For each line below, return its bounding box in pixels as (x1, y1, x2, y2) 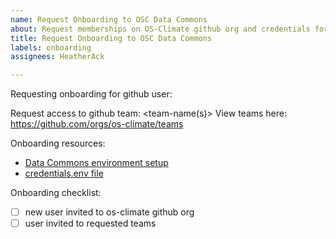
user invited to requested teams (24, 217, 157, 230)
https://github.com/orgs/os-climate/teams (10, 118, 184, 130)
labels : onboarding (10, 42, 92, 53)
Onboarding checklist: (10, 187, 102, 199)
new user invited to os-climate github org (24, 206, 195, 218)
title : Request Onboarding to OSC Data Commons (10, 33, 213, 43)
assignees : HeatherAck (10, 52, 105, 62)
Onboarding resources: (10, 137, 106, 150)
